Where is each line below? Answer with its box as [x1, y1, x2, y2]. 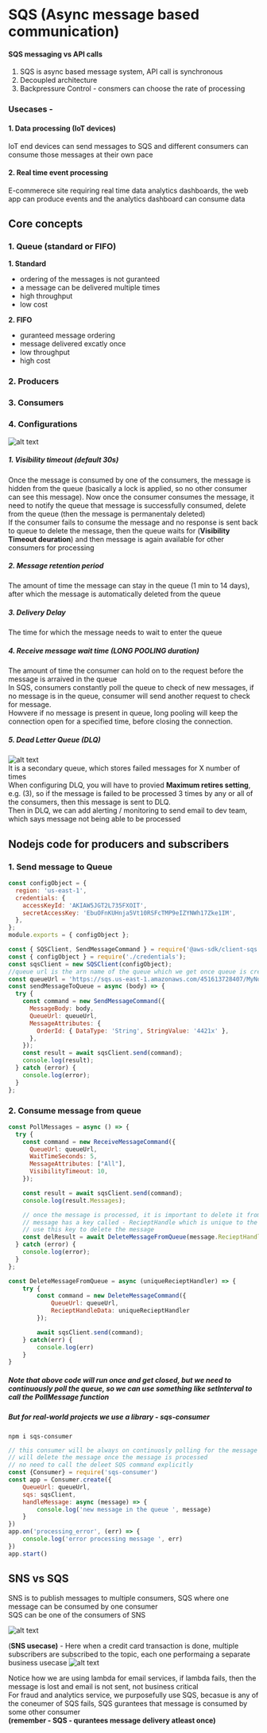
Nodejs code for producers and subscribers [8, 837, 230, 851]
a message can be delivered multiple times [19, 283, 161, 292]
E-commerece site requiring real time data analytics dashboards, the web [8, 185, 249, 195]
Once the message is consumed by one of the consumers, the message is [8, 475, 251, 485]
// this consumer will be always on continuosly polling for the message [8, 1446, 258, 1454]
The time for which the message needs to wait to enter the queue [8, 627, 222, 638]
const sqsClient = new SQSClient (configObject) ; [8, 960, 172, 968]
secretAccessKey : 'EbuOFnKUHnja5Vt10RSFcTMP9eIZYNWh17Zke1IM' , [22, 909, 237, 917]
